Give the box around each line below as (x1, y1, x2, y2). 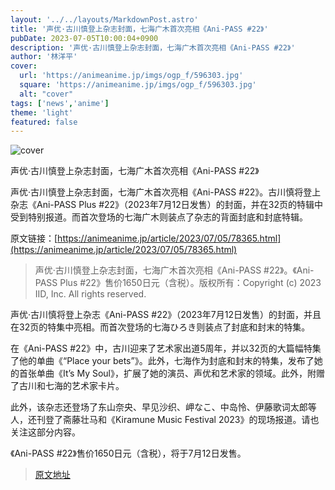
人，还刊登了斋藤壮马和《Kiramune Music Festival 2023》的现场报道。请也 (10, 414, 320, 426)
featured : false (10, 117, 78, 127)
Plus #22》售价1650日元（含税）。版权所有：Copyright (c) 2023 (59, 277, 322, 289)
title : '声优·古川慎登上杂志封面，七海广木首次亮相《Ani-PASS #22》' (10, 24, 269, 34)
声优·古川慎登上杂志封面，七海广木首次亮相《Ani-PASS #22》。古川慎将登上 (10, 186, 322, 198)
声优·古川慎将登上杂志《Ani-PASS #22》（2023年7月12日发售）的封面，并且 (10, 309, 322, 321)
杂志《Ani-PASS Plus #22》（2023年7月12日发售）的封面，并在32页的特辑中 (10, 199, 324, 211)
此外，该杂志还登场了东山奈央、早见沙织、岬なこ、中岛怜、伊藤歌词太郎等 (10, 401, 317, 413)
